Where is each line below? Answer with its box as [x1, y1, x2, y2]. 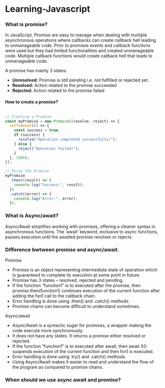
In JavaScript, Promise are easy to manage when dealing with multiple [5, 32, 147, 38]
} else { [14, 141, 32, 146]
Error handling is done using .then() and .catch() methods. [12, 298, 130, 304]
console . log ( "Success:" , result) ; [14, 182, 84, 187]
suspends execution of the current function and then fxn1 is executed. [12, 348, 154, 354]
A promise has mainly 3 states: [5, 68, 67, 74]
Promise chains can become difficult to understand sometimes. [12, 303, 140, 309]
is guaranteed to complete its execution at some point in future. [12, 272, 141, 278]
